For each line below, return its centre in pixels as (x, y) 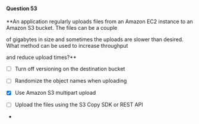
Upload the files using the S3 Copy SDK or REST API (79, 105)
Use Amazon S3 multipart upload (55, 93)
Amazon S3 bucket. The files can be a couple (62, 28)
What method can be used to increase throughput (67, 46)
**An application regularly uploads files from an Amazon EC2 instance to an (99, 21)
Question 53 (22, 8)
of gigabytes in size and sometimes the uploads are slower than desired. (95, 39)
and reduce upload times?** (41, 57)
